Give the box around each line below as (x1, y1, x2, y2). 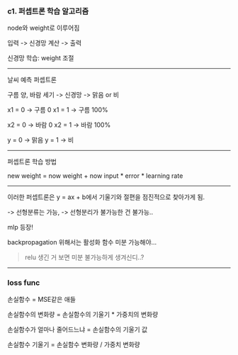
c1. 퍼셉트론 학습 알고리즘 (7, 6, 89, 16)
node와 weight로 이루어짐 (7, 23, 80, 33)
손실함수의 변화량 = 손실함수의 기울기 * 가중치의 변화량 (7, 310, 159, 318)
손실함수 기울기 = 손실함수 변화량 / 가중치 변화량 (7, 340, 140, 349)
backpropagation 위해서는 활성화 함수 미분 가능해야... (7, 238, 157, 247)
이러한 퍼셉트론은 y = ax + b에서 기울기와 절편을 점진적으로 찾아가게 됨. (7, 193, 205, 201)
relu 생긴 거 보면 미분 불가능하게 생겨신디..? (24, 253, 144, 261)
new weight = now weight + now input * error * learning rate (7, 171, 183, 180)
